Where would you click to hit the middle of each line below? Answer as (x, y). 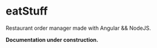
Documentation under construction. (52, 39)
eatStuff (27, 11)
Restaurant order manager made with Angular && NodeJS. (78, 28)
